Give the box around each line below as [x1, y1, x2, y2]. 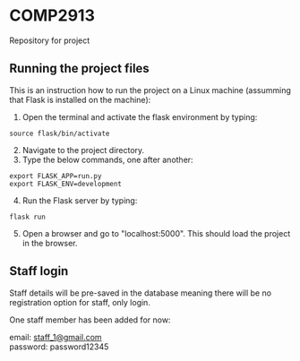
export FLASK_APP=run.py [9, 171, 102, 180]
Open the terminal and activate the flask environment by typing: [21, 111, 258, 122]
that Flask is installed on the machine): [9, 94, 151, 105]
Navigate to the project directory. [21, 144, 145, 155]
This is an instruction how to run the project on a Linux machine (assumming [9, 84, 291, 95]
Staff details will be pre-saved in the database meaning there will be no [9, 288, 271, 298]
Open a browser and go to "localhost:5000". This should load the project [21, 228, 291, 238]
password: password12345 [9, 341, 109, 352]
